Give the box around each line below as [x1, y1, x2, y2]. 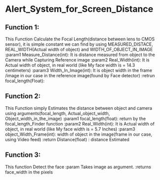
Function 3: [5, 151, 41, 159]
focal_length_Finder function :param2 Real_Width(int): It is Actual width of [5, 120, 155, 126]
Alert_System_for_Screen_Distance [5, 3, 154, 15]
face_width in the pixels [5, 169, 53, 175]
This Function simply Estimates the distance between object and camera [5, 105, 153, 111]
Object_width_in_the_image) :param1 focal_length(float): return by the [5, 116, 146, 121]
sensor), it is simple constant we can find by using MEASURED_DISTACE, [5, 41, 154, 47]
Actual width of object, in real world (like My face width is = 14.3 [5, 62, 135, 68]
